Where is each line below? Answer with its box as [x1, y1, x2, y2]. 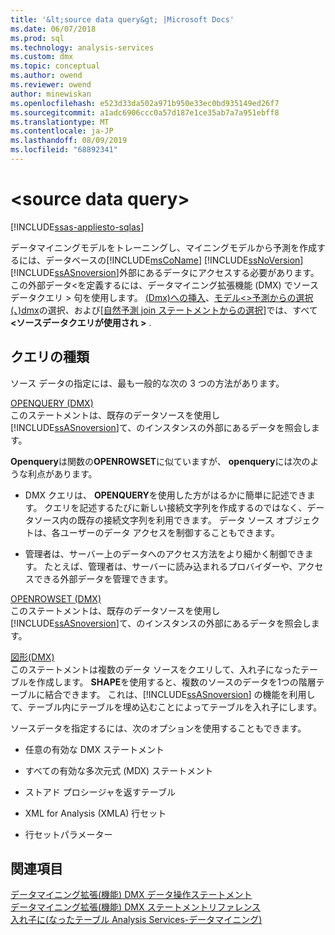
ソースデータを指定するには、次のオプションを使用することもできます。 [10, 722, 307, 734]
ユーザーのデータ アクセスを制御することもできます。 [59, 526, 280, 538]
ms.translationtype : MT [10, 117, 110, 127]
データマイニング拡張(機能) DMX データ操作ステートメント [10, 889, 253, 901]
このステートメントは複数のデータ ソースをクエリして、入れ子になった [10, 663, 302, 675]
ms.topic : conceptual [10, 61, 101, 71]
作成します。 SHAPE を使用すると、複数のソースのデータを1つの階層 [36, 676, 317, 688]
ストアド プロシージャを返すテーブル [24, 786, 176, 798]
